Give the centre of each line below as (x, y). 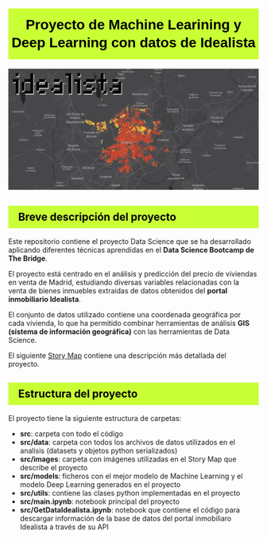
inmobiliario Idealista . (44, 299)
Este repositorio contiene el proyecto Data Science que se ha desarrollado (130, 241)
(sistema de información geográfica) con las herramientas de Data (119, 332)
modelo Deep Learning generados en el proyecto (100, 484)
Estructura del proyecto (78, 394)
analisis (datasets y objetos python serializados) (99, 450)
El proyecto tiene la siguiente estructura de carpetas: (95, 418)
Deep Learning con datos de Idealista (133, 43)
